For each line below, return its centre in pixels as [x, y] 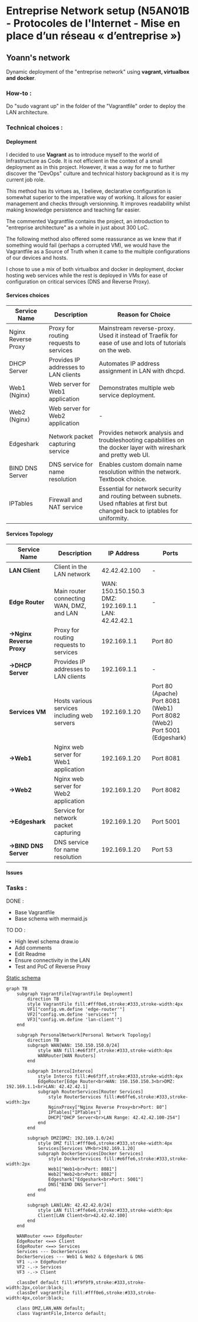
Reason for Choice [144, 315]
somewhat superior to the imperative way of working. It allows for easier [94, 197]
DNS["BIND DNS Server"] [77, 1184]
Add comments [33, 947]
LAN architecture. [27, 113]
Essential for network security [140, 488]
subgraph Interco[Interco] [60, 1071]
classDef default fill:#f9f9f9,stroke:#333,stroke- [81, 1283]
